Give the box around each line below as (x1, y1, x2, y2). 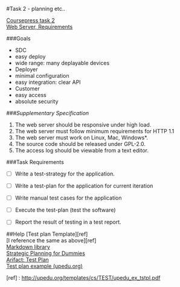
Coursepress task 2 (6, 17, 56, 24)
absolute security (14, 98, 59, 105)
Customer (14, 85, 40, 92)
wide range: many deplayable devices (14, 60, 110, 66)
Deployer (14, 66, 38, 73)
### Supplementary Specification (6, 110, 89, 116)
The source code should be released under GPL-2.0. (14, 140, 146, 147)
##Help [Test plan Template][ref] (6, 230, 88, 238)
